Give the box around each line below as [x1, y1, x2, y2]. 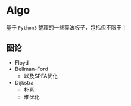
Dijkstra [14, 79, 34, 86]
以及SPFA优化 [23, 72, 58, 79]
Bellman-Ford [14, 65, 49, 72]
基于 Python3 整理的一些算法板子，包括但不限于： [6, 24, 127, 31]
